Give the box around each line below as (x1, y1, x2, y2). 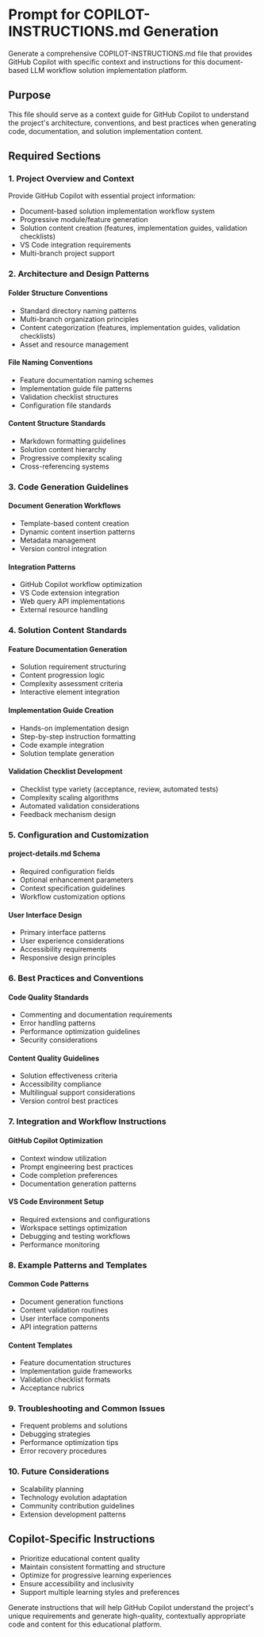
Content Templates (8, 1340, 73, 1350)
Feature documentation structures (19, 1358, 132, 1367)
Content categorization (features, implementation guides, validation (19, 323, 240, 332)
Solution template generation (19, 748, 115, 758)
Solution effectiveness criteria (19, 1071, 118, 1080)
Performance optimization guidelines (19, 1027, 140, 1037)
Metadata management (19, 535, 97, 545)
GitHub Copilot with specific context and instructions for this (8, 57, 206, 67)
